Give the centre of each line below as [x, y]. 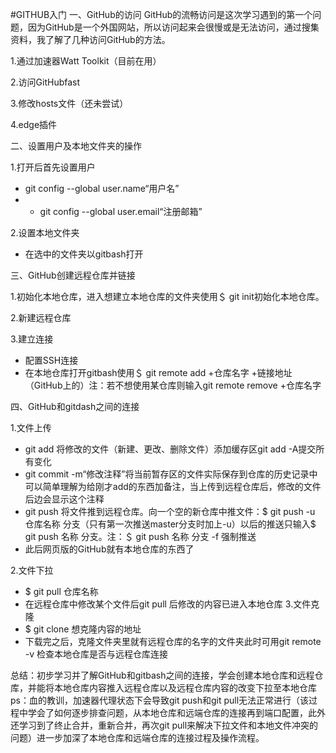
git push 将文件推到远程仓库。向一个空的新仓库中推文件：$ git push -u [170, 511]
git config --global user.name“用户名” [102, 188]
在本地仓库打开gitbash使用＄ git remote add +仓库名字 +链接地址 [158, 372]
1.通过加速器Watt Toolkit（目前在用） [86, 61]
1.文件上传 [31, 427]
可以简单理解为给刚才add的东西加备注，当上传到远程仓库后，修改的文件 [173, 486]
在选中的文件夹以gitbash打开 [84, 254]
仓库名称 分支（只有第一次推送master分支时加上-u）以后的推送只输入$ [170, 524]
